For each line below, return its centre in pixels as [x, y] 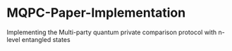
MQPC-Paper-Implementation [96, 13]
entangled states [46, 39]
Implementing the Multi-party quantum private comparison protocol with [112, 32]
